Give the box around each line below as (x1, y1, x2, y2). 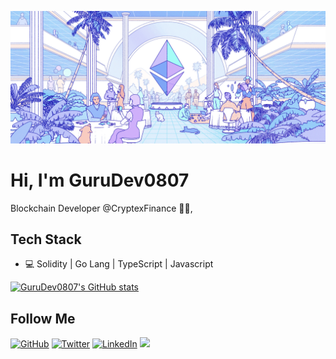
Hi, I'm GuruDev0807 (10, 169, 190, 191)
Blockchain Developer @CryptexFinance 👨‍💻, (10, 202, 193, 214)
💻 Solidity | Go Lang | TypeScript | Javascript (24, 258, 214, 270)
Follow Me (10, 310, 76, 327)
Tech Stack (10, 231, 82, 248)
